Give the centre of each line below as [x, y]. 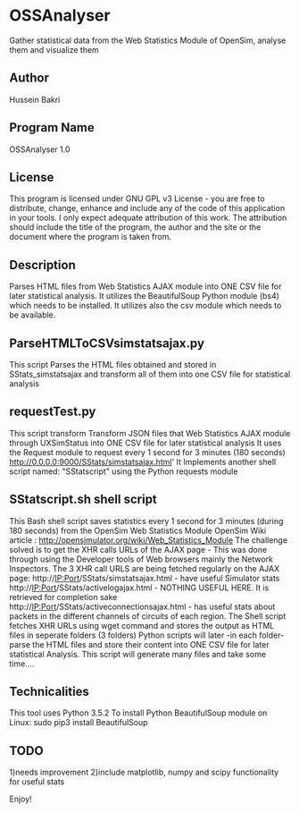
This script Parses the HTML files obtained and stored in [113, 364]
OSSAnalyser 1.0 [40, 149]
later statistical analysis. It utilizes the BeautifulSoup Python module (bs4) [144, 296]
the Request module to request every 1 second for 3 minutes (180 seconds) [147, 452]
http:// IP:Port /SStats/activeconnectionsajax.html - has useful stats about [142, 606]
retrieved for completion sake [63, 597]
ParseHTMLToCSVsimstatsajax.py [107, 343]
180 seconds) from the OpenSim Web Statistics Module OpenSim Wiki [138, 530]
